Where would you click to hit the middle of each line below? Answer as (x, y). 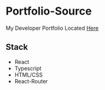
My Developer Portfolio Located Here (52, 28)
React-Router (31, 81)
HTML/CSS (29, 75)
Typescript (28, 68)
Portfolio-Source (49, 11)
